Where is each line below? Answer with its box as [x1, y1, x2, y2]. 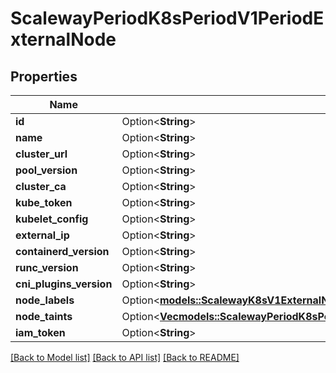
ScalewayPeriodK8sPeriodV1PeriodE [10, 7, 325, 30]
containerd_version [15, 245, 110, 258]
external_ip [15, 228, 70, 242]
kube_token [15, 196, 73, 209]
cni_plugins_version [15, 277, 113, 291]
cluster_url [15, 147, 68, 161]
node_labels [15, 293, 75, 307]
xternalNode [10, 28, 117, 51]
